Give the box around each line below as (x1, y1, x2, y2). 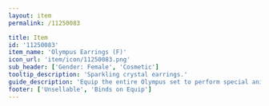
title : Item (8, 33, 48, 41)
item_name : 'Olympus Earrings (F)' (8, 49, 127, 57)
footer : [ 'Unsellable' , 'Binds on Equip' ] (8, 85, 152, 93)
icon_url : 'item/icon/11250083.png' (8, 56, 130, 64)
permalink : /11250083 (8, 19, 81, 27)
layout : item (8, 11, 52, 20)
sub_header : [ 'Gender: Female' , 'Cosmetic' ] (8, 63, 159, 72)
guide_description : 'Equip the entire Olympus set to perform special (8, 77, 249, 86)
